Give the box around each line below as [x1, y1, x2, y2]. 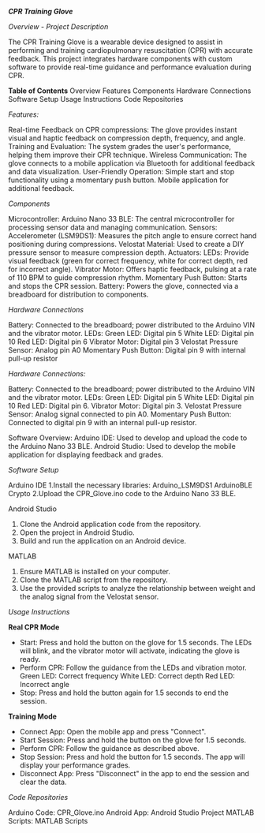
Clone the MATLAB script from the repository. [19, 575, 168, 585]
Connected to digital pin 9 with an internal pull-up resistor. [8, 418, 197, 427]
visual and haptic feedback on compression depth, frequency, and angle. [8, 133, 246, 143]
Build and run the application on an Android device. [19, 536, 187, 545]
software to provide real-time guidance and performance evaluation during [8, 62, 252, 72]
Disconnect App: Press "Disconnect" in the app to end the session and [19, 769, 250, 778]
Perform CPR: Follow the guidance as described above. [19, 744, 200, 753]
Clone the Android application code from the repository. [19, 520, 201, 529]
